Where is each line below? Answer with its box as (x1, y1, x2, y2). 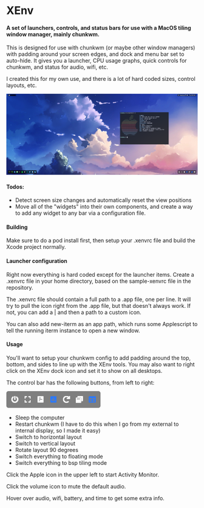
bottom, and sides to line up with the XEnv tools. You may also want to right (6, 360, 195, 368)
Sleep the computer (15, 414, 65, 421)
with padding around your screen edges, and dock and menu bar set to (6, 50, 185, 58)
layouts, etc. (6, 82, 37, 89)
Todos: (6, 183, 24, 190)
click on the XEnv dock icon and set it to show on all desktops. (6, 367, 163, 374)
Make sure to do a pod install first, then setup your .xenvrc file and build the (6, 237, 195, 244)
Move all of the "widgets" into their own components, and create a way (15, 203, 193, 211)
